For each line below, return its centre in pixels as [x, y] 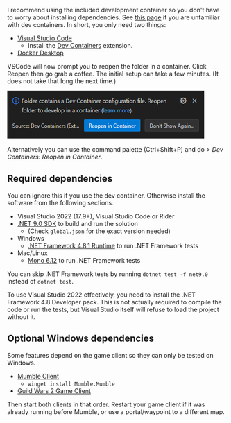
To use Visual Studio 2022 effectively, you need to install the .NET [101, 295]
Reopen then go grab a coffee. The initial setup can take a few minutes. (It [113, 74]
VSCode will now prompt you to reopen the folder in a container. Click [107, 66]
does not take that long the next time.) [62, 81]
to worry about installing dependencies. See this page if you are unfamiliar [113, 17]
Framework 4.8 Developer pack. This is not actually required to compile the [114, 302]
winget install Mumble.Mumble [71, 384]
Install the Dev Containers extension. [80, 45]
